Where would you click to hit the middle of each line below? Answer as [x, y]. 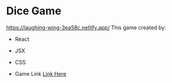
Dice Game [34, 11]
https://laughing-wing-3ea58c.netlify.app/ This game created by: [86, 27]
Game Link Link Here [41, 73]
